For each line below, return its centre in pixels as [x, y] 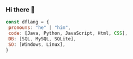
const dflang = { [28, 22]
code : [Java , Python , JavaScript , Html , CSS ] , [68, 33]
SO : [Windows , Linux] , [37, 45]
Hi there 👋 [21, 10]
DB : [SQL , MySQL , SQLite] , [42, 39]
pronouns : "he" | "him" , [39, 28]
